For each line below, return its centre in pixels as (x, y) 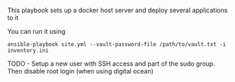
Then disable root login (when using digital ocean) (81, 71)
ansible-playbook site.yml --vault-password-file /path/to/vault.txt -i (117, 45)
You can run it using (36, 31)
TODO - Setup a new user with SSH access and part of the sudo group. (111, 64)
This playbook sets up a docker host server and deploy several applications (117, 10)
